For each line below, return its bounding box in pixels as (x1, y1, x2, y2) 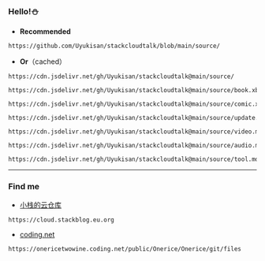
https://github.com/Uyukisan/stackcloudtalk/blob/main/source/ (8, 42, 221, 50)
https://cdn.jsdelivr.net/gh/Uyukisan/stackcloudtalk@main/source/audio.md (8, 142, 263, 150)
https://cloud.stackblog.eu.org (8, 215, 114, 224)
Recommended (19, 27, 71, 36)
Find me (8, 181, 40, 192)
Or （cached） (19, 57, 67, 66)
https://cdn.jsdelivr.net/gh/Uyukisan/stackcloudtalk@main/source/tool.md (8, 155, 259, 163)
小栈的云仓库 (19, 199, 62, 210)
